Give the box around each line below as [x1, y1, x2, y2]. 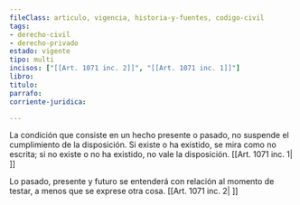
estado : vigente [9, 47, 70, 56]
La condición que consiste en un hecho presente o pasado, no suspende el [9, 130, 289, 141]
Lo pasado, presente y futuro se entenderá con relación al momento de [9, 176, 275, 187]
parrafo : [9, 89, 42, 98]
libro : [9, 72, 34, 81]
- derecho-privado [9, 38, 79, 48]
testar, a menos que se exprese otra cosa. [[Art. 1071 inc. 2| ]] [9, 186, 239, 197]
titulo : [9, 80, 39, 89]
